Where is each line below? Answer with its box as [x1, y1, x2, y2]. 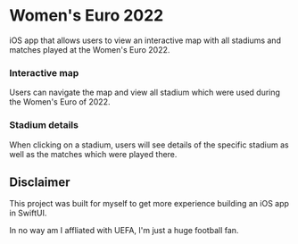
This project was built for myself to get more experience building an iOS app [9, 198, 290, 209]
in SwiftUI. [9, 207, 47, 219]
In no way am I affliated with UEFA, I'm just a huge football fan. [9, 225, 239, 236]
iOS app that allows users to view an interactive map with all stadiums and [9, 35, 281, 46]
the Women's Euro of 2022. [9, 97, 111, 107]
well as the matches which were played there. [9, 148, 178, 159]
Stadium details [9, 119, 79, 131]
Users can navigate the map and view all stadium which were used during [9, 87, 281, 98]
